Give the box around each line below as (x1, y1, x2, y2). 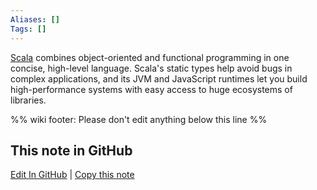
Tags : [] (10, 24, 47, 34)
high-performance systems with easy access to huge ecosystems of (10, 83, 293, 95)
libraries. (10, 94, 47, 106)
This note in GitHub (10, 142, 133, 159)
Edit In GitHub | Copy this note (10, 169, 135, 181)
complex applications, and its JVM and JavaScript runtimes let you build (10, 72, 308, 85)
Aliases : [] (10, 14, 60, 25)
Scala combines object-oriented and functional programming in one (10, 51, 290, 63)
